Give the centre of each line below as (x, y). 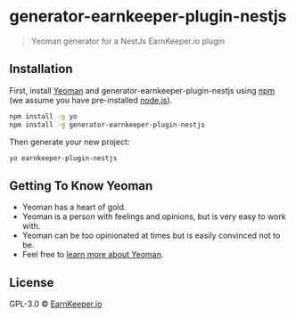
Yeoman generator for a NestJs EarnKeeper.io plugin (128, 41)
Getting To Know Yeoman (81, 186)
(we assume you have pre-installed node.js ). (91, 100)
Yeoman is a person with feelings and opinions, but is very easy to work (154, 216)
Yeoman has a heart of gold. (74, 208)
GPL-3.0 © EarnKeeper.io (56, 304)
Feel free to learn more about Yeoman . (93, 255)
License (32, 282)
